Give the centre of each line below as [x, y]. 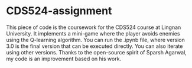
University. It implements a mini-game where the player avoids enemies [93, 33]
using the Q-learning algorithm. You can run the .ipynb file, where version [95, 40]
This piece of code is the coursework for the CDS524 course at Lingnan [94, 27]
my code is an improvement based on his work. [64, 59]
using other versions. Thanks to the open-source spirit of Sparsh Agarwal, [97, 52]
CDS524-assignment [59, 11]
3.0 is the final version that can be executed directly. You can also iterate [95, 46]
